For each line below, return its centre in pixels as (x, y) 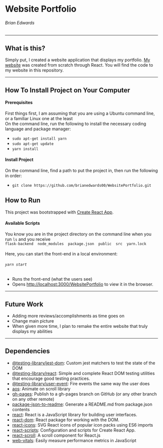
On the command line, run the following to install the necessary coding (76, 124)
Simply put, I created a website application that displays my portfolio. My (78, 60)
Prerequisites (19, 103)
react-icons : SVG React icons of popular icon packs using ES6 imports (82, 425)
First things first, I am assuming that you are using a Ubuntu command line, (80, 113)
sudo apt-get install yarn (39, 139)
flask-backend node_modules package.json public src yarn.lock (76, 244)
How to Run (23, 200)
